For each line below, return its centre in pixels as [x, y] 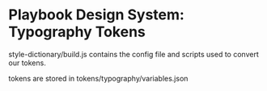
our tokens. [27, 63]
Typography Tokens [77, 32]
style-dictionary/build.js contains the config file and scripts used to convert [133, 54]
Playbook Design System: [96, 15]
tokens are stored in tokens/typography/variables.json [98, 78]
